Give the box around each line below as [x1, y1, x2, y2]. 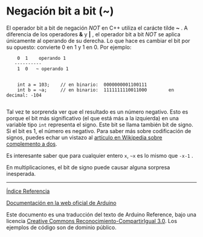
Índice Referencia [6, 187, 50, 195]
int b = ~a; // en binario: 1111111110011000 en [17, 86, 174, 93]
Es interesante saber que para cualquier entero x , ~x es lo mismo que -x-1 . [6, 152, 193, 159]
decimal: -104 [6, 92, 42, 98]
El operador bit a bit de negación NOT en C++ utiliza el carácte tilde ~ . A [6, 24, 188, 31]
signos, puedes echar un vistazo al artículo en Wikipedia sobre [6, 134, 163, 141]
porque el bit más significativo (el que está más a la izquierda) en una [6, 114, 179, 122]
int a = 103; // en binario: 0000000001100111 [17, 82, 147, 88]
